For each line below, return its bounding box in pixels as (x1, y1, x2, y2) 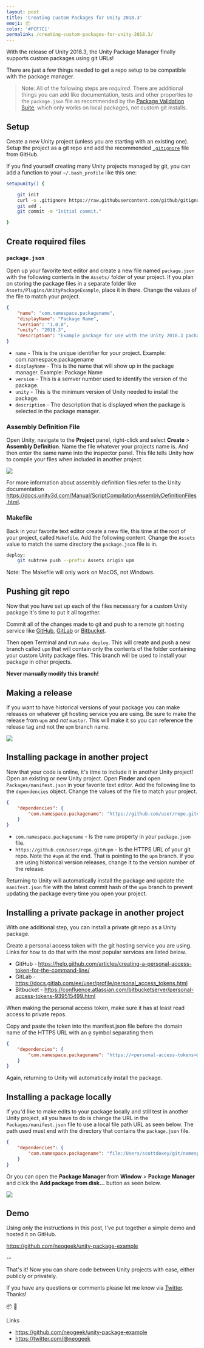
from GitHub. (6, 150, 39, 158)
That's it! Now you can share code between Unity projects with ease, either (6, 1266, 195, 1273)
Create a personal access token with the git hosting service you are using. (6, 941, 192, 949)
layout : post (6, 9, 39, 15)
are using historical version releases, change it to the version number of (15, 859, 195, 866)
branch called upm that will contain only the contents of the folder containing (6, 645, 196, 653)
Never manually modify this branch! (6, 670, 99, 678)
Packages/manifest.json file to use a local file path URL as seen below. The (6, 1121, 194, 1128)
